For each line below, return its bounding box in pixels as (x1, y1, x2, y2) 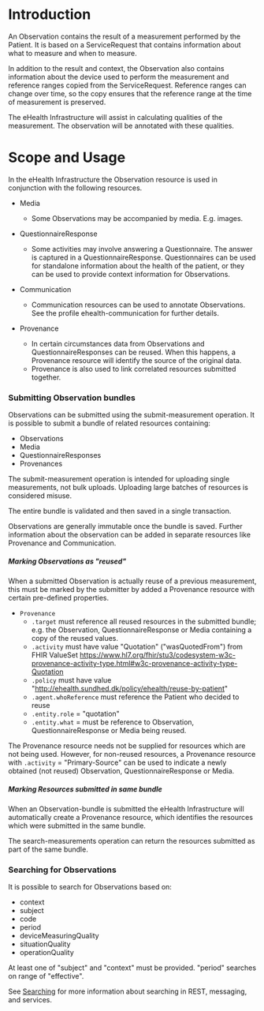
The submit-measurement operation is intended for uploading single (8, 474, 230, 484)
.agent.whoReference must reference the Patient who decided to (31, 692, 240, 702)
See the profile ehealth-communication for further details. (31, 308, 219, 317)
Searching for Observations (8, 864, 117, 875)
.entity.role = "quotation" (31, 709, 120, 719)
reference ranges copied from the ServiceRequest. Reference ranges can (8, 81, 247, 90)
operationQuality (19, 948, 75, 957)
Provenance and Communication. (8, 538, 117, 548)
